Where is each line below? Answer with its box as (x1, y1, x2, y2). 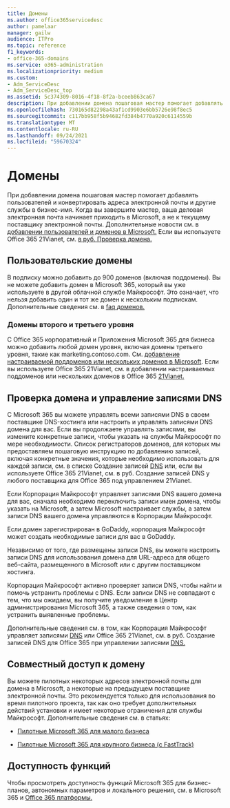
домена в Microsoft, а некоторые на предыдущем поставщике (7, 684, 191, 692)
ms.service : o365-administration (7, 61, 103, 68)
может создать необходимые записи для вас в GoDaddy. (7, 532, 176, 540)
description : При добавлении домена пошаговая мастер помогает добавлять (7, 100, 224, 107)
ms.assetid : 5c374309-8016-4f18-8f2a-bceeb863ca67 (7, 94, 156, 101)
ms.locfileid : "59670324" (7, 139, 81, 146)
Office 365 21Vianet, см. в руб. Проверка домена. (7, 235, 153, 244)
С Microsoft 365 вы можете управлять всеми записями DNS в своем (7, 410, 210, 418)
